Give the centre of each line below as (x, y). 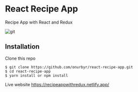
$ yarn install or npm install (37, 76)
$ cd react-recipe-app (28, 71)
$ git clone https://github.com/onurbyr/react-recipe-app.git (69, 67)
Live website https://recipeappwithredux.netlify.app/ (57, 84)
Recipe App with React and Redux (39, 22)
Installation (22, 47)
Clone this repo (20, 58)
